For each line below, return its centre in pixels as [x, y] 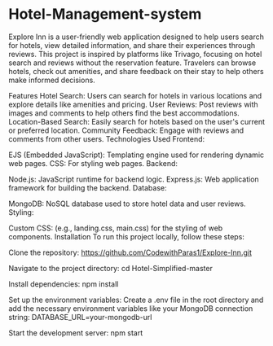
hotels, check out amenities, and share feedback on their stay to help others [136, 71]
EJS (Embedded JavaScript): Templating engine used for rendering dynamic [136, 155]
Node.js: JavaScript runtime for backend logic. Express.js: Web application [134, 179]
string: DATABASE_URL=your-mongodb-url [80, 317]
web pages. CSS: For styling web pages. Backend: [93, 163]
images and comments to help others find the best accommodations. [124, 113]
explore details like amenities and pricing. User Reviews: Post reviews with [133, 104]
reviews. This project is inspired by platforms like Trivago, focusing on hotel [135, 54]
